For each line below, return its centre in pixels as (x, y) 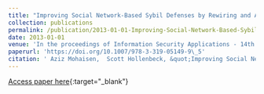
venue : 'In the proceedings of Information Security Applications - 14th (132, 45)
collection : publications (50, 23)
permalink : (26, 30)
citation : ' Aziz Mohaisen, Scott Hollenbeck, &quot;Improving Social (128, 60)
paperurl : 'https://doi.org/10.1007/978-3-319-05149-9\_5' (107, 52)
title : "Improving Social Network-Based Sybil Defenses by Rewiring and (130, 15)
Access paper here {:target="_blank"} (68, 81)
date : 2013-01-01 (37, 37)
